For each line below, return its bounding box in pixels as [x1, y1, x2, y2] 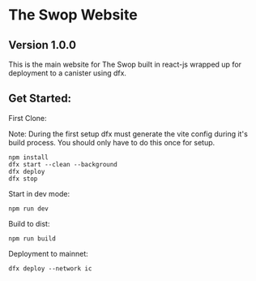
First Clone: [8, 113, 47, 123]
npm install [8, 153, 49, 162]
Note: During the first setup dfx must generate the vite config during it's [8, 128, 249, 139]
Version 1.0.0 [8, 38, 77, 52]
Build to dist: [8, 218, 50, 228]
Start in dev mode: [8, 188, 70, 198]
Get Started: [8, 92, 71, 106]
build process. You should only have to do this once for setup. [8, 137, 215, 147]
